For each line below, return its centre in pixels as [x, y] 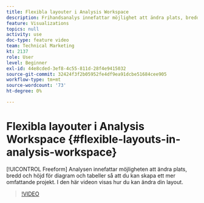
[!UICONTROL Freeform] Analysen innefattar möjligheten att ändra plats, [97, 169]
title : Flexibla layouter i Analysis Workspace [68, 12]
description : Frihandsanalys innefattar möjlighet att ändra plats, [95, 18]
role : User [20, 57]
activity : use [24, 35]
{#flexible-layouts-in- [124, 139]
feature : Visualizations [38, 23]
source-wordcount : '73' [36, 86]
